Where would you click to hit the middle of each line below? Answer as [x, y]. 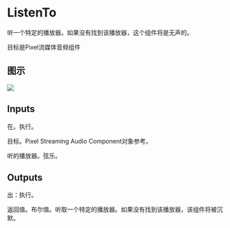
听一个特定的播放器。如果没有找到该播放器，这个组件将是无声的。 [100, 32]
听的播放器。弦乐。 [34, 155]
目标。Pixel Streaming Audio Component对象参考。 [79, 141]
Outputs [25, 178]
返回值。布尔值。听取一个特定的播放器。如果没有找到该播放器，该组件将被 [112, 209]
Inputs [21, 109]
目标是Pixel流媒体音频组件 [44, 47]
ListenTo [32, 13]
